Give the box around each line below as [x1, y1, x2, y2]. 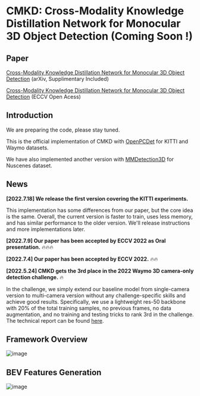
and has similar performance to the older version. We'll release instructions [6, 219, 190, 226]
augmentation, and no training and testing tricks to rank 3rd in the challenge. [6, 311, 194, 318]
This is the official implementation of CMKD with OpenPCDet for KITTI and [6, 138, 189, 145]
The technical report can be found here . [6, 317, 104, 324]
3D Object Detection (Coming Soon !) [6, 30, 193, 43]
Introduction [6, 110, 54, 120]
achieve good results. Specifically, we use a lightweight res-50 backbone [6, 298, 186, 305]
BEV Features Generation [6, 367, 102, 378]
